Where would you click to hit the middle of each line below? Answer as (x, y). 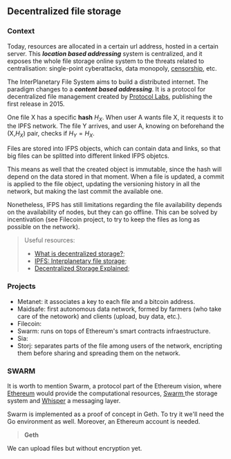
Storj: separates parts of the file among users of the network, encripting (120, 345)
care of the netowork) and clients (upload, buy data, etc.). (99, 316)
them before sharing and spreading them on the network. (99, 353)
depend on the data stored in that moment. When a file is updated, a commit (116, 177)
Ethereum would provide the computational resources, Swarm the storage (112, 393)
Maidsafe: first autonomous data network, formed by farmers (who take (119, 309)
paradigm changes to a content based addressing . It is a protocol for (107, 89)
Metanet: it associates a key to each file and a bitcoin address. (106, 301)
